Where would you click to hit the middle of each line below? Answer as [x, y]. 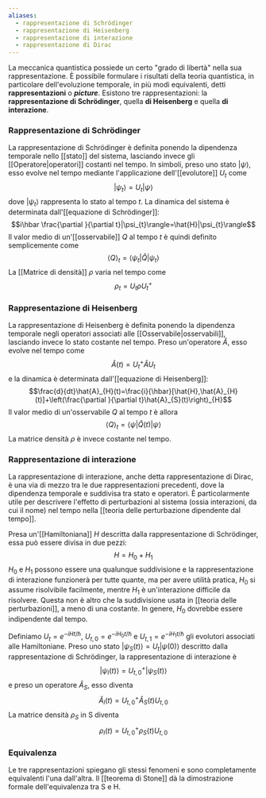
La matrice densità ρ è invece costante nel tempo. [90, 438]
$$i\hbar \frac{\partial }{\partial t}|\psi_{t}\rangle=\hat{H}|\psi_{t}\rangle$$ [133, 224]
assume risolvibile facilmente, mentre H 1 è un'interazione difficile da [120, 591]
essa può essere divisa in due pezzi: [67, 542]
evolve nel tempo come [46, 351]
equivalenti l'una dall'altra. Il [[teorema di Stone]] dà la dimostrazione [121, 778]
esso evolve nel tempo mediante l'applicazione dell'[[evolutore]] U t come [128, 174]
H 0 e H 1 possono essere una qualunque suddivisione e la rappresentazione [131, 570]
